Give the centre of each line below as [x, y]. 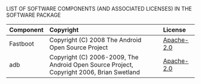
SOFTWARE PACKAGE [33, 15]
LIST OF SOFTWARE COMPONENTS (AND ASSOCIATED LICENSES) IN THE [99, 9]
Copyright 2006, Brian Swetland [95, 72]
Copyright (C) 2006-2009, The [94, 57]
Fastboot [22, 43]
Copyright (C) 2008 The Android [95, 40]
